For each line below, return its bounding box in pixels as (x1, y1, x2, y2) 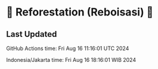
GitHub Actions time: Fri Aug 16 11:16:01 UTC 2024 (6, 45, 129, 52)
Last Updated (6, 29, 57, 39)
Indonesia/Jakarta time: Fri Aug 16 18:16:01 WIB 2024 (6, 57, 136, 63)
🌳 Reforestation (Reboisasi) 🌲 (6, 5, 154, 19)
